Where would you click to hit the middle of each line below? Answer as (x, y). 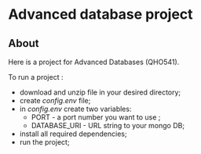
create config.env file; (55, 100)
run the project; (44, 142)
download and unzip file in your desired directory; (100, 92)
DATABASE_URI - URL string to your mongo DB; (108, 125)
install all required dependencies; (73, 134)
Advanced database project (101, 14)
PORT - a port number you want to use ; (96, 117)
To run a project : (36, 77)
